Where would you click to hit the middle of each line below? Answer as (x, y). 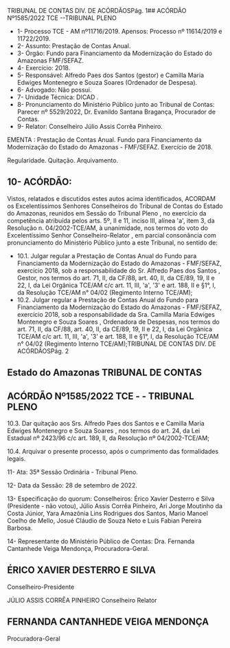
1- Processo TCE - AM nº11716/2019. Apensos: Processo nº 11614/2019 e (119, 31)
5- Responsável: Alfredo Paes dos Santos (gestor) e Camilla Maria (111, 75)
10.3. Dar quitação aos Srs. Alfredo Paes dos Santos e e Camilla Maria (106, 424)
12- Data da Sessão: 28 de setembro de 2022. (72, 485)
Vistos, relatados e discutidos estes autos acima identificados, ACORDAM (112, 198)
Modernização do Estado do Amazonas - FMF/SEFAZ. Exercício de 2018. (110, 147)
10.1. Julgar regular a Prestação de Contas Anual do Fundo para (107, 255)
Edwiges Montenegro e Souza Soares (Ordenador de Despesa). (107, 82)
